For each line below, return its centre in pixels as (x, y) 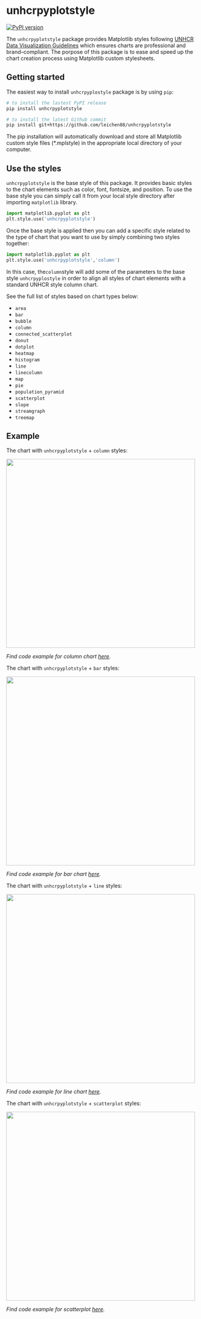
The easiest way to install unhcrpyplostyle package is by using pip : (90, 92)
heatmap (24, 353)
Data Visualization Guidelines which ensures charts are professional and (96, 45)
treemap (24, 418)
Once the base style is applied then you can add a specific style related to (98, 230)
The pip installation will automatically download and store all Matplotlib (94, 137)
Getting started (36, 77)
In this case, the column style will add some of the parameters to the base (96, 271)
